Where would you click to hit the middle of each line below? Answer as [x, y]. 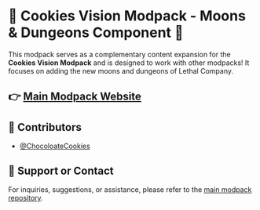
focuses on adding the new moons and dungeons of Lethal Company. [121, 71]
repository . [26, 197]
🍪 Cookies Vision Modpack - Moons [127, 16]
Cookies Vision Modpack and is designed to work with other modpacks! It [129, 63]
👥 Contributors [45, 127]
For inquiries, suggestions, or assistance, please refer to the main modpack [130, 189]
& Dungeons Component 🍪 [96, 33]
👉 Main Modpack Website [75, 97]
